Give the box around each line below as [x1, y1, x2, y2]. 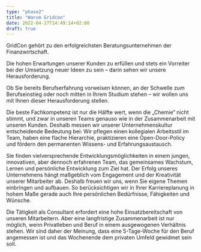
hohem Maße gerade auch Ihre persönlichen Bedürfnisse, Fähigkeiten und [6, 190, 190, 198]
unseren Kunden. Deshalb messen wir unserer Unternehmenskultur [6, 121, 173, 129]
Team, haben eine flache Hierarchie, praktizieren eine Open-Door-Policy [6, 134, 185, 142]
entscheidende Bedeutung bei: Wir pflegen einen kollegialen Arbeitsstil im [6, 128, 189, 135]
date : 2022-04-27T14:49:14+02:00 [6, 20, 90, 26]
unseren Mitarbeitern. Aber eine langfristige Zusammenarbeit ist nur [6, 215, 175, 222]
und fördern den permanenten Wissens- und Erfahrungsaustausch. [6, 140, 173, 148]
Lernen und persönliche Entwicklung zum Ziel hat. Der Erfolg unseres [6, 165, 178, 172]
